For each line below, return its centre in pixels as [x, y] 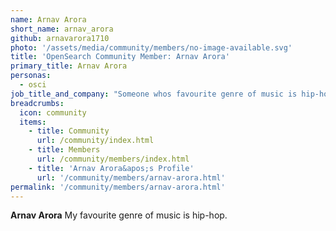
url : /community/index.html [95, 141]
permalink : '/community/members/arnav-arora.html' [118, 187]
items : [33, 122]
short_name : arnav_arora [62, 29]
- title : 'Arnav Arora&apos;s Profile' [111, 168]
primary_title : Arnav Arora [69, 66]
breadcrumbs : [37, 103]
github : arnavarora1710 [60, 38]
